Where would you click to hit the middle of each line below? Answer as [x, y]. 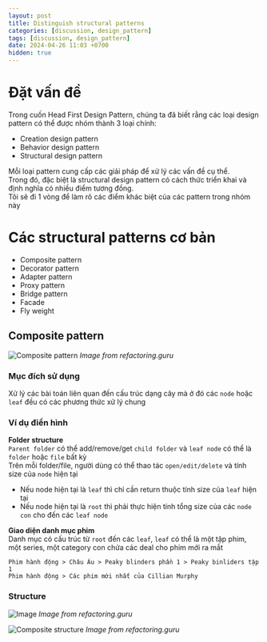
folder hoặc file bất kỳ [48, 457]
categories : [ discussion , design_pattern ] [80, 30]
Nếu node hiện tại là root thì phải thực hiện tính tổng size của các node [135, 507]
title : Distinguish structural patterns [77, 23]
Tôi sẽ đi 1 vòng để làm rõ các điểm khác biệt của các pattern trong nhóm [130, 196]
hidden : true [30, 53]
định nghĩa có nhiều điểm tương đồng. [71, 188]
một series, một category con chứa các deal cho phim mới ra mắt [116, 548]
